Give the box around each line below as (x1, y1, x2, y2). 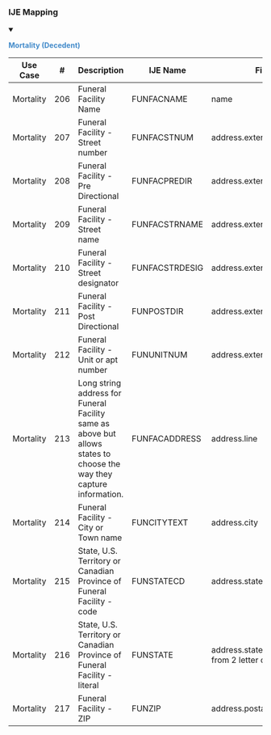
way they (77, 468, 113, 479)
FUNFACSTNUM (131, 132, 194, 143)
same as (77, 418, 110, 429)
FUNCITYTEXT (131, 517, 189, 528)
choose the (77, 458, 121, 470)
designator (77, 277, 119, 289)
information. (77, 488, 124, 500)
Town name (77, 532, 123, 543)
